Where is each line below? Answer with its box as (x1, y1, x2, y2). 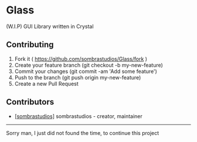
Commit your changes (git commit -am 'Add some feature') (14, 68, 157, 75)
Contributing (6, 40, 54, 50)
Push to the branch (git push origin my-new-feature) (14, 74, 141, 81)
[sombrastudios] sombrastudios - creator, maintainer (14, 112, 142, 120)
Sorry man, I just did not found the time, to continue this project (6, 129, 159, 136)
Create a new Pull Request (14, 80, 79, 87)
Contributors (6, 97, 55, 107)
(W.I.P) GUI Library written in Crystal (6, 23, 94, 30)
